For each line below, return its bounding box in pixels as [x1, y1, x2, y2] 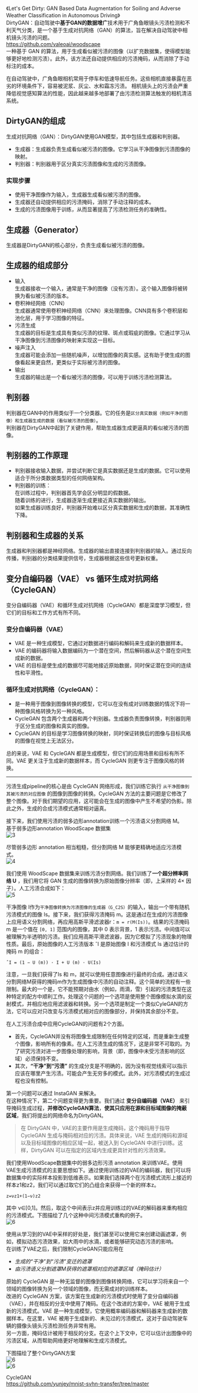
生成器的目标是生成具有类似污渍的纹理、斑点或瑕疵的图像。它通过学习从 [14, 329, 190, 336]
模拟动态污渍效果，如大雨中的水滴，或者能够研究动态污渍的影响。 [16, 1237, 177, 1245]
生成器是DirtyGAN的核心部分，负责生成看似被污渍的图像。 [6, 241, 148, 248]
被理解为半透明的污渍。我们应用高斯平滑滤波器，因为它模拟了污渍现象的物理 [6, 933, 192, 940]
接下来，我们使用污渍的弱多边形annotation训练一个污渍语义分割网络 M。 [6, 817, 183, 824]
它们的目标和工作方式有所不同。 [6, 608, 84, 616]
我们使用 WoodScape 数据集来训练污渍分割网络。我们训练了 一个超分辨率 [6, 870, 184, 877]
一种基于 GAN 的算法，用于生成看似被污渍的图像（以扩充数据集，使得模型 [6, 48, 186, 54]
